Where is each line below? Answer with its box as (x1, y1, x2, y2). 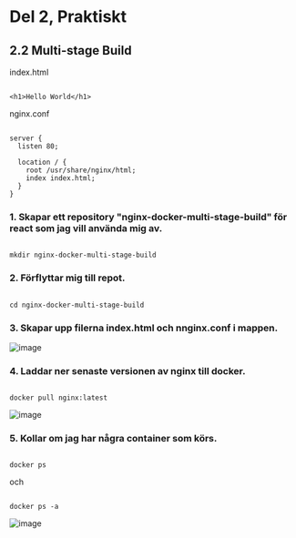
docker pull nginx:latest (9, 393, 107, 402)
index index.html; (26, 174, 96, 183)
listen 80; (17, 142, 59, 151)
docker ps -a (9, 502, 59, 512)
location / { (17, 157, 67, 167)
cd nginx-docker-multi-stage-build (9, 300, 145, 310)
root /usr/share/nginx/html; (26, 166, 137, 175)
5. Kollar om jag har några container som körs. (9, 432, 218, 445)
